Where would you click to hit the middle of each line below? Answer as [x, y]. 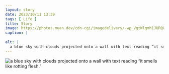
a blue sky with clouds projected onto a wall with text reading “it [84, 47]
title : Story [19, 24]
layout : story [20, 10]
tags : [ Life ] [21, 19]
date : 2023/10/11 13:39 [30, 14]
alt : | [12, 42]
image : [12, 28]
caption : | [17, 33]
